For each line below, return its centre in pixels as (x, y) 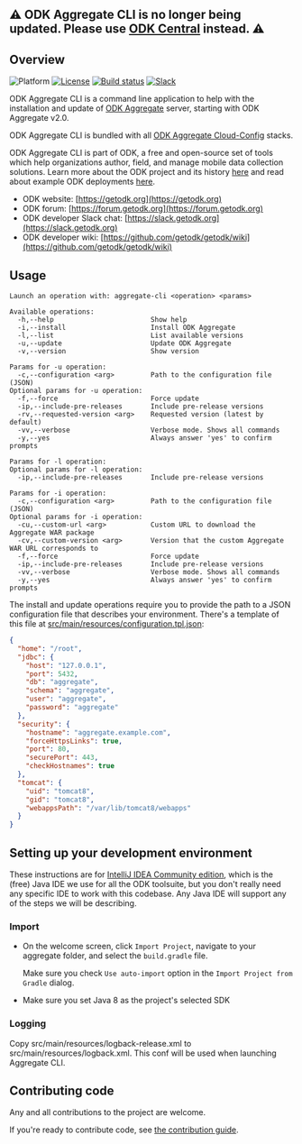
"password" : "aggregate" (72, 708)
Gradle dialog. (48, 983)
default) (26, 423)
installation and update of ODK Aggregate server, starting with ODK (134, 108)
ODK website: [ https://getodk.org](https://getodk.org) (122, 199)
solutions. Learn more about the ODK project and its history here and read (146, 172)
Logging (28, 1024)
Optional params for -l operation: (76, 470)
